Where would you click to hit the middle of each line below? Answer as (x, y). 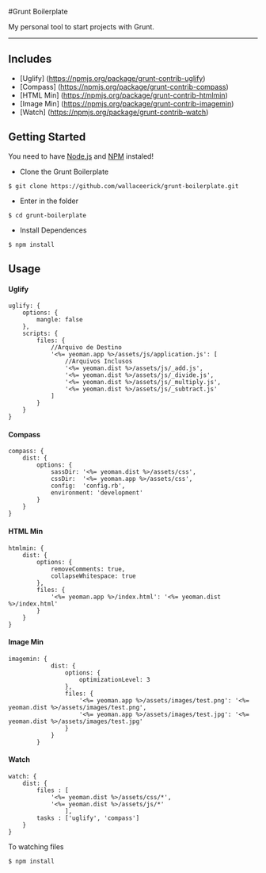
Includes (30, 59)
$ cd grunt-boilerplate (47, 215)
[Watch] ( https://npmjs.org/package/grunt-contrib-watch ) (114, 112)
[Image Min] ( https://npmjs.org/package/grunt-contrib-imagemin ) (127, 103)
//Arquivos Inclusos (99, 362)
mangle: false (60, 320)
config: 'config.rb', (88, 486)
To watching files (36, 847)
